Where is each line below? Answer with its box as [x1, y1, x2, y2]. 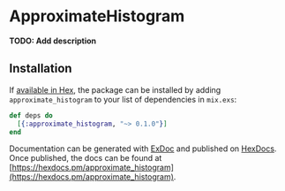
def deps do [9, 111, 53, 120]
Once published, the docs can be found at [9, 153, 162, 164]
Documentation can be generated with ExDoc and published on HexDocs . [9, 143, 277, 154]
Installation [9, 61, 72, 76]
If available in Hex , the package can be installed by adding [9, 84, 221, 95]
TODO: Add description [9, 35, 97, 46]
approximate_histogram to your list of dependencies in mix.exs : [9, 94, 237, 104]
